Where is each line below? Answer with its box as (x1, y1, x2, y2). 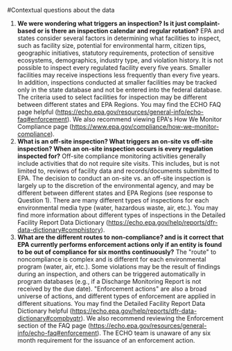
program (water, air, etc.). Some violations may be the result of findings (17, 263, 220, 271)
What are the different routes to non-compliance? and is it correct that (17, 233, 224, 241)
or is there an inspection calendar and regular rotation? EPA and (37, 27, 224, 35)
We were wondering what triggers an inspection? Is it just (17, 19, 187, 27)
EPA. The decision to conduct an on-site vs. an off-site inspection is (17, 174, 211, 182)
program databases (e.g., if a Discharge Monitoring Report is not (17, 277, 202, 285)
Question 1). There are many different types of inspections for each (17, 196, 209, 204)
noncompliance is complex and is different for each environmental (17, 255, 206, 263)
